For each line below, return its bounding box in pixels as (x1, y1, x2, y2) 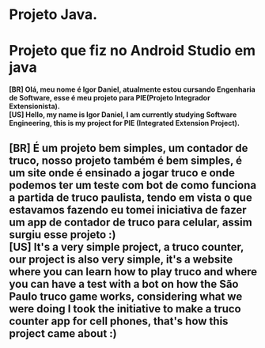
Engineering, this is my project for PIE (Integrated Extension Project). (9, 119, 240, 128)
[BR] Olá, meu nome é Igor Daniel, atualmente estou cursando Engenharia (9, 85, 256, 94)
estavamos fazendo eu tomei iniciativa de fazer (9, 203, 248, 217)
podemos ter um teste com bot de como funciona (9, 178, 256, 191)
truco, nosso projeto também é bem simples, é (9, 153, 242, 167)
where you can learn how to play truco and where (9, 265, 258, 278)
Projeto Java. (9, 6, 98, 24)
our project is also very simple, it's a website (9, 252, 233, 266)
